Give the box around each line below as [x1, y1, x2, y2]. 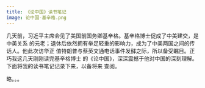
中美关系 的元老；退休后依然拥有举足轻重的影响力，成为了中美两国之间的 [6, 39, 190, 47]
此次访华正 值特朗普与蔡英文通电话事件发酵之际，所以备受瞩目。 [27, 47, 190, 55]
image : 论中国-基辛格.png [6, 15, 67, 21]
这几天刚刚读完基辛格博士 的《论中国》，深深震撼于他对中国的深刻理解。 [16, 55, 198, 62]
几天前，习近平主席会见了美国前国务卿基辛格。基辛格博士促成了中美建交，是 [6, 32, 199, 39]
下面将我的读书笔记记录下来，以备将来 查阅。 [6, 62, 120, 70]
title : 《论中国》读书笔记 [6, 8, 67, 15]
